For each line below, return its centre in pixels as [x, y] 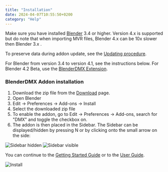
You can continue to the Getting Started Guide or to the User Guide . [75, 155]
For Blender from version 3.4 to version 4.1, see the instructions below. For [82, 64]
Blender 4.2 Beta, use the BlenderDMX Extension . [56, 69]
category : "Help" [23, 19]
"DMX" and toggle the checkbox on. [50, 119]
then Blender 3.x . [24, 44]
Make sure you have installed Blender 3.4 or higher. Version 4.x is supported [84, 34]
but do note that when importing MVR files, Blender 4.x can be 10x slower [81, 39]
